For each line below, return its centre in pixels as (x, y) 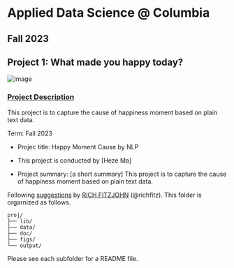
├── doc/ (20, 233)
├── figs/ (22, 239)
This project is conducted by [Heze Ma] (74, 160)
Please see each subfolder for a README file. (73, 258)
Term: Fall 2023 (30, 133)
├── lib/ (20, 221)
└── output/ (24, 246)
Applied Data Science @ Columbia (109, 13)
